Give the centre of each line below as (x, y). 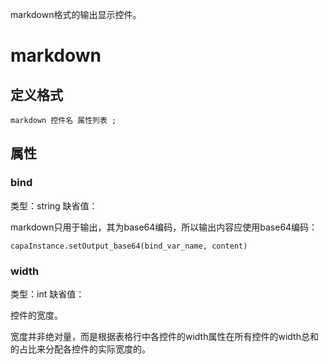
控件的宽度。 (36, 315)
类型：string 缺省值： (54, 205)
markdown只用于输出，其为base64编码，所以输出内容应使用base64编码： (164, 227)
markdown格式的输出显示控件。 (76, 14)
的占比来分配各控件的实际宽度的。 (80, 349)
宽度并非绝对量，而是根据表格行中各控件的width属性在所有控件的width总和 (164, 336)
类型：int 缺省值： (47, 294)
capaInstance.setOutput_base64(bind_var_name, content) (129, 246)
